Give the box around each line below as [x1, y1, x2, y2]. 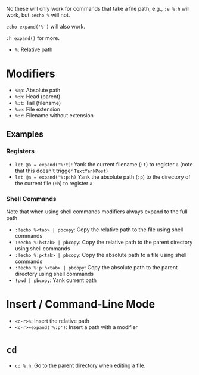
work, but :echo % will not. [6, 11, 70, 18]
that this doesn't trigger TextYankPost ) [14, 167, 108, 174]
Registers [6, 147, 35, 156]
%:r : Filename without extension [14, 111, 94, 119]
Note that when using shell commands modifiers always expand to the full [6, 208, 188, 215]
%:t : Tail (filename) [14, 99, 61, 106]
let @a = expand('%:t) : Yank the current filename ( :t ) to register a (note [14, 160, 193, 168]
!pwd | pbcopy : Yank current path [14, 277, 97, 284]
